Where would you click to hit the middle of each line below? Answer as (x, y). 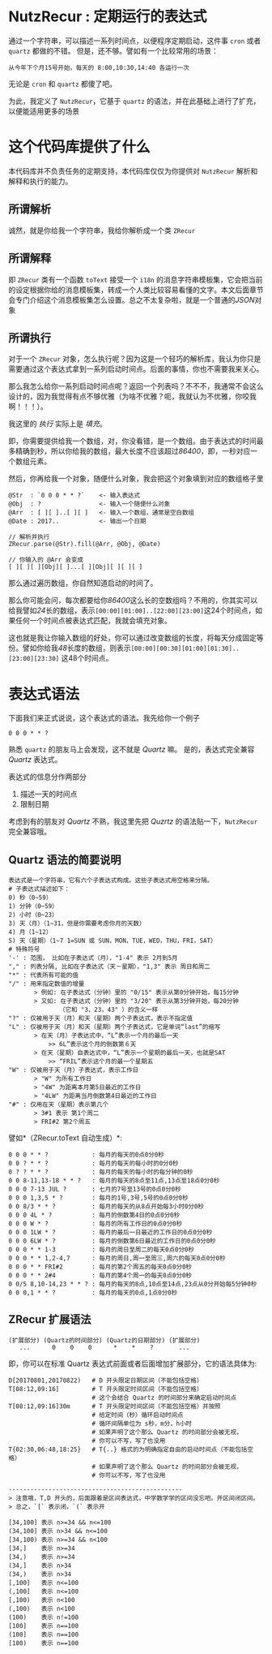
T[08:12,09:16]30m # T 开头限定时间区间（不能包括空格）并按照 (115, 1406)
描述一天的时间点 (49, 794)
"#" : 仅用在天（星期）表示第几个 (59, 1105)
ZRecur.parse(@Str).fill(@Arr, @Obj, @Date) (85, 545)
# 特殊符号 (24, 950)
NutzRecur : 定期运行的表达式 (108, 17)
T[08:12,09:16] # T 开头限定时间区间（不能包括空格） (106, 1389)
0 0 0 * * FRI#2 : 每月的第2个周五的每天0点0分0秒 (100, 1267)
